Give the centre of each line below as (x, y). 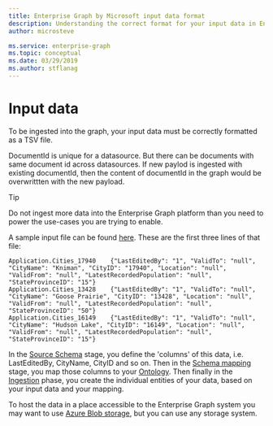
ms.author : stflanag (43, 69)
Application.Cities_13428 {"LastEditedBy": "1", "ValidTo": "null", (132, 289)
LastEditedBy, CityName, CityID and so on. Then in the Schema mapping (130, 363)
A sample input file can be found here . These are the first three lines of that (134, 237)
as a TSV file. (30, 140)
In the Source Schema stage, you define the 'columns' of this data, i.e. (126, 354)
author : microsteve (41, 31)
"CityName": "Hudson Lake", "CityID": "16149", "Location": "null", (127, 325)
